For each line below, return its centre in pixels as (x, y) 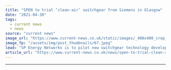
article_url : (19, 52)
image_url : (17, 39)
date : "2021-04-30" (26, 15)
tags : (11, 19)
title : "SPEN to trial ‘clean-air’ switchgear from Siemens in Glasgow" (84, 10)
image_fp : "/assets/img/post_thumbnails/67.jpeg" (59, 43)
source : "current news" (31, 33)
